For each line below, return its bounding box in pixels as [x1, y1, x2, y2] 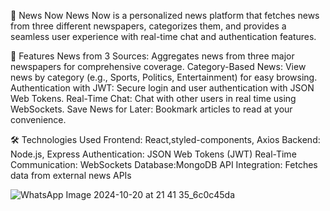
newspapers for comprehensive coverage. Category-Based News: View [10, 61, 307, 72]
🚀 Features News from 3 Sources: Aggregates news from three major [10, 50, 295, 62]
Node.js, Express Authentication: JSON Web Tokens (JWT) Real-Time [10, 148, 297, 160]
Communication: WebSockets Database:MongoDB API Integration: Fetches [10, 159, 318, 170]
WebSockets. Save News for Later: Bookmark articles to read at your [10, 103, 293, 115]
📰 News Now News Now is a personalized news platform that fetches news [10, 10, 320, 21]
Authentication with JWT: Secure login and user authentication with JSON [10, 82, 315, 94]
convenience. [10, 114, 67, 125]
